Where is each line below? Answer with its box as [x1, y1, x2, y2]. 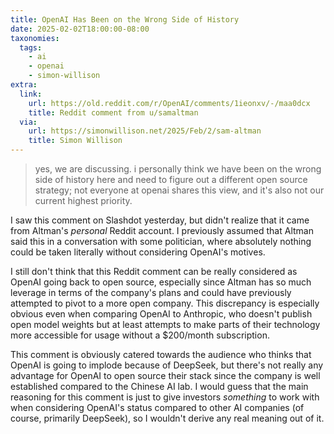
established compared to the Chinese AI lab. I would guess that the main [10, 381, 309, 392]
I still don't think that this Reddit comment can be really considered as [10, 266, 298, 277]
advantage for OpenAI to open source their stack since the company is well [10, 370, 321, 381]
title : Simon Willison [28, 136, 123, 146]
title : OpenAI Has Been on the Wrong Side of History [10, 14, 240, 25]
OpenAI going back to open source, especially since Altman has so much [10, 276, 312, 288]
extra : [10, 80, 38, 90]
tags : [19, 42, 43, 53]
